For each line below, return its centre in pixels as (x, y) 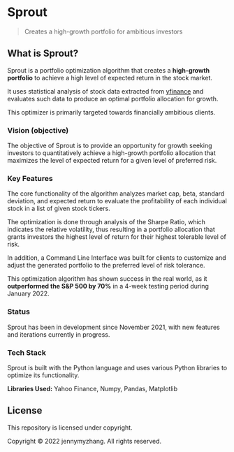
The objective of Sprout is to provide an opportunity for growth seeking (110, 146)
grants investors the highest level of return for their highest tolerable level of (117, 237)
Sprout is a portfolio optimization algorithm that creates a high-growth (109, 70)
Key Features (30, 178)
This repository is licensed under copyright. (70, 428)
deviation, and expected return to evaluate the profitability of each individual (117, 201)
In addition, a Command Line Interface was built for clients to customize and (117, 258)
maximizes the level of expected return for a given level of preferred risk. (112, 161)
